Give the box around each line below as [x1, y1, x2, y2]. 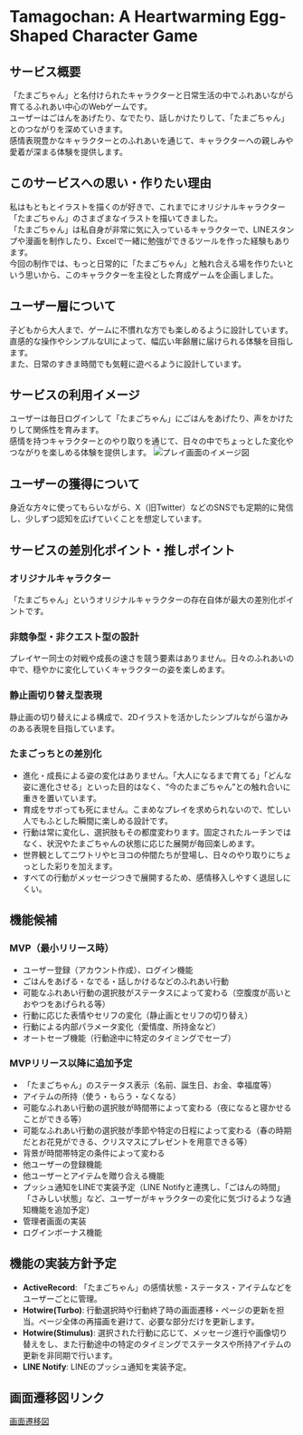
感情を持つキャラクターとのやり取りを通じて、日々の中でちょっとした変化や [9, 435, 294, 446]
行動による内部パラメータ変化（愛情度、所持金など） [22, 1020, 221, 1031]
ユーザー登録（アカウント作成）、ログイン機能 [22, 964, 194, 975]
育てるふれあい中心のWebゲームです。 [9, 102, 152, 112]
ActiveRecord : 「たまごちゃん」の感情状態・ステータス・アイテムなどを [22, 1282, 293, 1293]
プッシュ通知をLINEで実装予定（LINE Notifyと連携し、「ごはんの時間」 [22, 1181, 285, 1192]
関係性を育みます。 [33, 425, 104, 435]
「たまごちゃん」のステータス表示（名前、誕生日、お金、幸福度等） [22, 1079, 277, 1090]
